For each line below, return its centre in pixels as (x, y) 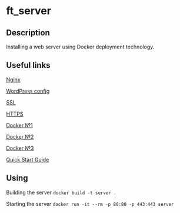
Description (28, 33)
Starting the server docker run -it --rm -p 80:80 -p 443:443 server (90, 204)
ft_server (29, 11)
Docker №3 (20, 148)
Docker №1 (20, 125)
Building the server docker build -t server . (61, 192)
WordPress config (28, 91)
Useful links (29, 65)
